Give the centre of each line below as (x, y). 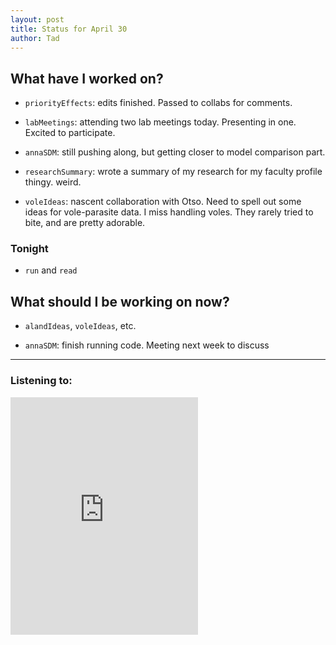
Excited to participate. (70, 133)
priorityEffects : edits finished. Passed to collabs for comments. (158, 103)
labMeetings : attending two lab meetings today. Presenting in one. (160, 122)
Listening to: (41, 381)
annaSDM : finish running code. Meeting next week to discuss (147, 345)
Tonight (29, 249)
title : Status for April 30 (69, 29)
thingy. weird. (53, 182)
